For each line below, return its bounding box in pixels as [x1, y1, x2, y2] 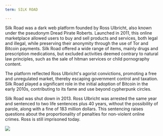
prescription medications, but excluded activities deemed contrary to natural [5, 51, 159, 57]
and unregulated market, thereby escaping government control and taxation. [5, 76, 158, 81]
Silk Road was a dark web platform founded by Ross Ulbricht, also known [5, 25, 152, 31]
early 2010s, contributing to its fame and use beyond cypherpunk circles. [5, 86, 152, 92]
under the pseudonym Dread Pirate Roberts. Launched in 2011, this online [5, 30, 152, 36]
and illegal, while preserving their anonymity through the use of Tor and [5, 40, 148, 46]
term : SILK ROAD [5, 7, 38, 12]
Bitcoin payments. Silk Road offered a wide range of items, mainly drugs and [5, 45, 158, 51]
